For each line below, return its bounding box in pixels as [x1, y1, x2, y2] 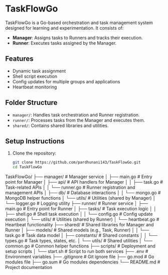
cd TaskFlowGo [12, 165, 42, 170]
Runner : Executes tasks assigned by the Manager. [12, 40, 117, 46]
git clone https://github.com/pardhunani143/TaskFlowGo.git [12, 160, 141, 165]
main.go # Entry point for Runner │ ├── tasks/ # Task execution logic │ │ [5, 206, 157, 212]
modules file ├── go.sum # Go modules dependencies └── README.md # [5, 259, 160, 265]
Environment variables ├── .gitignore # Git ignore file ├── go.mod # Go [5, 254, 154, 260]
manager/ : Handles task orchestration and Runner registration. [12, 111, 140, 118]
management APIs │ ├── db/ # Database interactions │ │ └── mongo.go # [5, 190, 161, 196]
